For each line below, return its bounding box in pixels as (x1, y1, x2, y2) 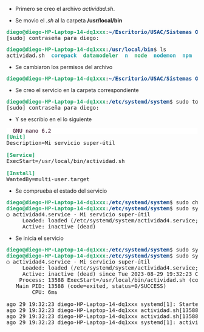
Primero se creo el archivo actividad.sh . (15, 5, 115, 12)
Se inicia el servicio (15, 234, 64, 242)
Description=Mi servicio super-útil (6, 139, 115, 146)
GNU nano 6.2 (12, 127, 52, 134)
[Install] (6, 170, 35, 176)
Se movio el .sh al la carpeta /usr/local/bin (15, 17, 123, 24)
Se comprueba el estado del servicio (15, 187, 107, 194)
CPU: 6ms (32, 289, 58, 296)
